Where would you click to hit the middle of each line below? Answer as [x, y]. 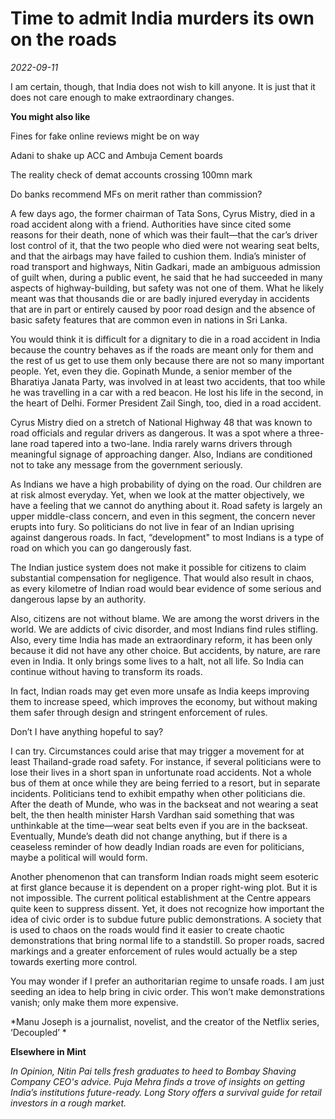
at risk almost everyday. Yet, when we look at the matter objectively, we [157, 494]
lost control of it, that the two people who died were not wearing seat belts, [165, 245]
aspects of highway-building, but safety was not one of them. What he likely [167, 288]
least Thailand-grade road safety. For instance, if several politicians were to [166, 761]
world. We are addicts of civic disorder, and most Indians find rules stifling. [164, 629]
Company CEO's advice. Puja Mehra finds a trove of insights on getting [158, 1081]
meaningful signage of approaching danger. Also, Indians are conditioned [161, 454]
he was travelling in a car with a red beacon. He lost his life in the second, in [167, 392]
